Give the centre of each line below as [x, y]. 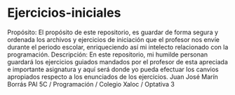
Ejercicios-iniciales [64, 13]
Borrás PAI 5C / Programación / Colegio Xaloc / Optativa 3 [91, 84]
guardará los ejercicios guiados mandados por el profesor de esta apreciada [117, 61]
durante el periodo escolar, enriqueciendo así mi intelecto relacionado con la [118, 47]
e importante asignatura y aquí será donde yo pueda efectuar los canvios [113, 69]
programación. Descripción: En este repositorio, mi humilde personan [108, 54]
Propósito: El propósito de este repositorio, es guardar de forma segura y [113, 32]
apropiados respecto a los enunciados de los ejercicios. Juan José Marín [113, 76]
